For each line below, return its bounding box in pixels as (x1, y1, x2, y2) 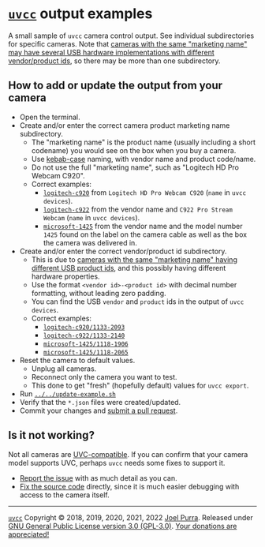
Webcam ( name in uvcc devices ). (43, 212, 140, 222)
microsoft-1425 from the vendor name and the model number (43, 221, 243, 230)
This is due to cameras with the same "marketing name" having (31, 254, 238, 264)
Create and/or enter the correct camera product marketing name (19, 120, 230, 130)
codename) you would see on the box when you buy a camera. (31, 145, 237, 155)
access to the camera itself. (19, 490, 110, 500)
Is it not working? (8, 429, 95, 442)
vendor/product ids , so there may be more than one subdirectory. (8, 56, 221, 66)
